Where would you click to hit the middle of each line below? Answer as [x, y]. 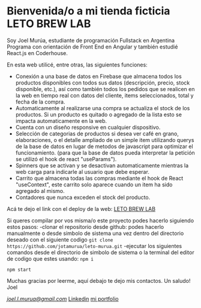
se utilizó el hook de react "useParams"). [66, 159]
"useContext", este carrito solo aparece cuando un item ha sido [94, 185]
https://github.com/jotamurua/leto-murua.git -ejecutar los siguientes [94, 246]
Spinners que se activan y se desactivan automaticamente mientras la [102, 165]
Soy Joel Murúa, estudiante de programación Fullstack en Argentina [91, 40]
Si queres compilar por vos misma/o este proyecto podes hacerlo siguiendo [100, 221]
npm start [19, 270]
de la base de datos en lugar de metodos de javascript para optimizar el [104, 146]
